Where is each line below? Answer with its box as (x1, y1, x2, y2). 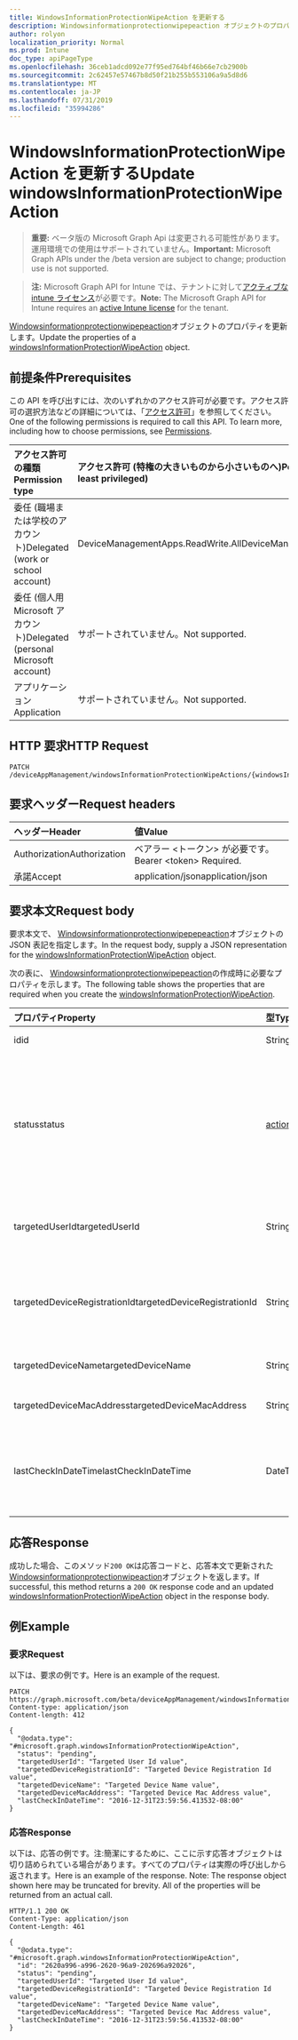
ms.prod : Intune (9, 46, 69, 55)
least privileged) (77, 473, 149, 484)
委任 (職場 (13, 501, 56, 514)
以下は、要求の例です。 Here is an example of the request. (9, 1669, 220, 1680)
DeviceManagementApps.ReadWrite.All (77, 538, 242, 549)
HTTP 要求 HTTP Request (9, 738, 149, 753)
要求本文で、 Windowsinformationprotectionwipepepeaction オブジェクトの (9, 928, 284, 939)
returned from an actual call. (9, 1890, 114, 1901)
